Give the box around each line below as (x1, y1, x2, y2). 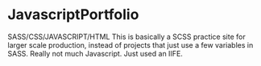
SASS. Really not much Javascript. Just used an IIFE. (7, 49, 183, 58)
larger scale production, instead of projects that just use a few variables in (7, 40, 254, 49)
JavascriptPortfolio (7, 6, 139, 24)
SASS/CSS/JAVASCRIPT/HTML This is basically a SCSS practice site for (7, 32, 246, 41)
